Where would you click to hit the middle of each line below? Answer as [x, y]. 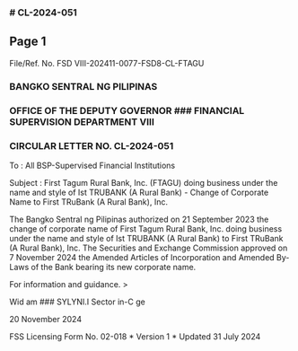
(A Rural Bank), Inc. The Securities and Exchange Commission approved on [149, 248]
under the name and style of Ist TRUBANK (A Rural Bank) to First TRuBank [146, 238]
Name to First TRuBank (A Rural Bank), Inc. [89, 202]
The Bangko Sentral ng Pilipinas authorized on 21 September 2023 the [139, 219]
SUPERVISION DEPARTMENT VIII [82, 121]
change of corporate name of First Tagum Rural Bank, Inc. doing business [146, 228]
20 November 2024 [46, 319]
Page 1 [28, 42]
